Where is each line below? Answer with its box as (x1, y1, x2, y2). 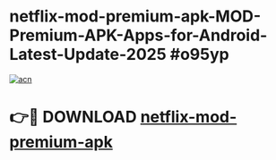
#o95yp (169, 45, 230, 64)
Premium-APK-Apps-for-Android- (9, 25, 268, 46)
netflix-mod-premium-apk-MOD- (9, 6, 262, 27)
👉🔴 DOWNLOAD (9, 107, 137, 127)
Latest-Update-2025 (9, 45, 168, 64)
